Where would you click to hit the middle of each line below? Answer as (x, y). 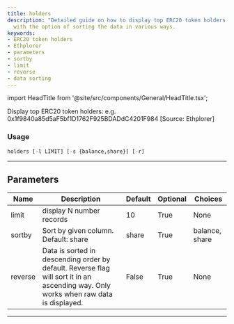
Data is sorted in (69, 251)
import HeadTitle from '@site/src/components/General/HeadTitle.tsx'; (108, 98)
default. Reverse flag (76, 268)
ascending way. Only (77, 286)
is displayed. (63, 303)
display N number (71, 211)
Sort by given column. (78, 231)
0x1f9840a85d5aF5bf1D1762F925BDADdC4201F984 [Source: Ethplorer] (111, 119)
